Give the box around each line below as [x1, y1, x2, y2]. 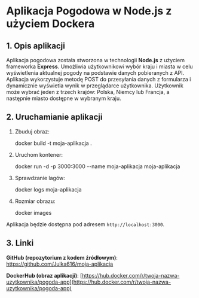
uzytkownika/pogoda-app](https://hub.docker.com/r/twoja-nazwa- [6, 278, 172, 285]
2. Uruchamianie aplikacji [6, 112, 103, 122]
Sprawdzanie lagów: [14, 174, 66, 181]
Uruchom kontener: [14, 151, 63, 158]
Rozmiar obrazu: [14, 197, 56, 205]
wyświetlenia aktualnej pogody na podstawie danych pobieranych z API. [6, 69, 185, 76]
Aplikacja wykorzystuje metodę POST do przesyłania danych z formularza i [6, 76, 191, 83]
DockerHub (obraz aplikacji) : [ [6, 272, 82, 279]
